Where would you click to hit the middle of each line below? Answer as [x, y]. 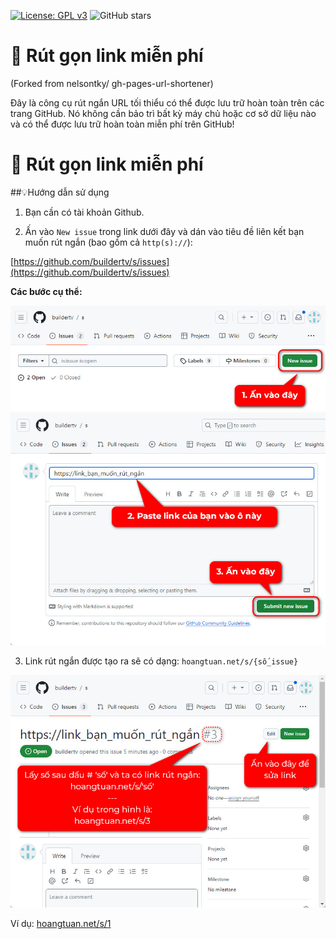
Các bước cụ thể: [46, 291]
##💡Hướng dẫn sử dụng [60, 192]
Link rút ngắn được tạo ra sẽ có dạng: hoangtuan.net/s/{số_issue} [161, 661]
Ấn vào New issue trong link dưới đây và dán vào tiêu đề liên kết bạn [164, 231]
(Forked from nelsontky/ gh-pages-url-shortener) [112, 83]
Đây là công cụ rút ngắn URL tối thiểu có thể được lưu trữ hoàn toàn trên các [167, 102]
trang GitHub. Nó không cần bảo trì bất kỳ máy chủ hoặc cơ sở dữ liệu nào [163, 113]
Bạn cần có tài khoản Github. [84, 212]
